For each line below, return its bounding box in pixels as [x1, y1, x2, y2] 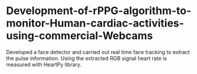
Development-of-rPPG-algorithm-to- [6, 4, 192, 18]
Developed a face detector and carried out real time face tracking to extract [6, 48, 190, 55]
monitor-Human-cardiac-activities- [6, 16, 185, 30]
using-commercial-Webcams [6, 29, 153, 42]
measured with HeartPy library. [6, 60, 82, 68]
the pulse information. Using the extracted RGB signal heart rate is [6, 55, 167, 62]
